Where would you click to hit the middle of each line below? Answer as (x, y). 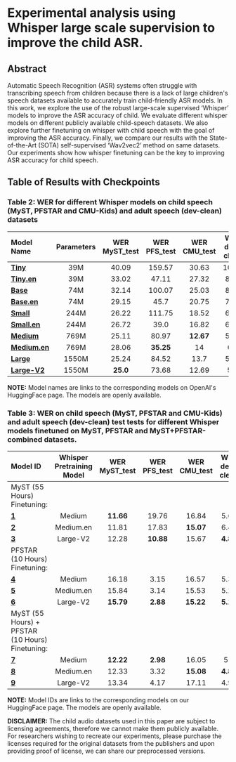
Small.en (26, 324)
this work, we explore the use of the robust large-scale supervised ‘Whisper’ (118, 108)
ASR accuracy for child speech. (53, 160)
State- (218, 138)
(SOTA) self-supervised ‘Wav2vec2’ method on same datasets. (129, 145)
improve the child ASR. (75, 43)
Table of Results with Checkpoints (84, 182)
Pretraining (73, 466)
